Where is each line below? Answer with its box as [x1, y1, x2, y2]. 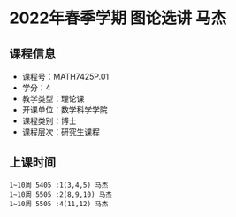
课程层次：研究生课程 [21, 127, 100, 137]
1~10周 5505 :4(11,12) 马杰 [9, 199, 109, 208]
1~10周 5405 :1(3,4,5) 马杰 [9, 181, 109, 190]
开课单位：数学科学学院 [21, 105, 108, 115]
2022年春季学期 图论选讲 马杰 [9, 8, 227, 28]
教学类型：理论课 [21, 94, 85, 104]
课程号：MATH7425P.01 [21, 72, 110, 81]
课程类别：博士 [21, 116, 77, 126]
